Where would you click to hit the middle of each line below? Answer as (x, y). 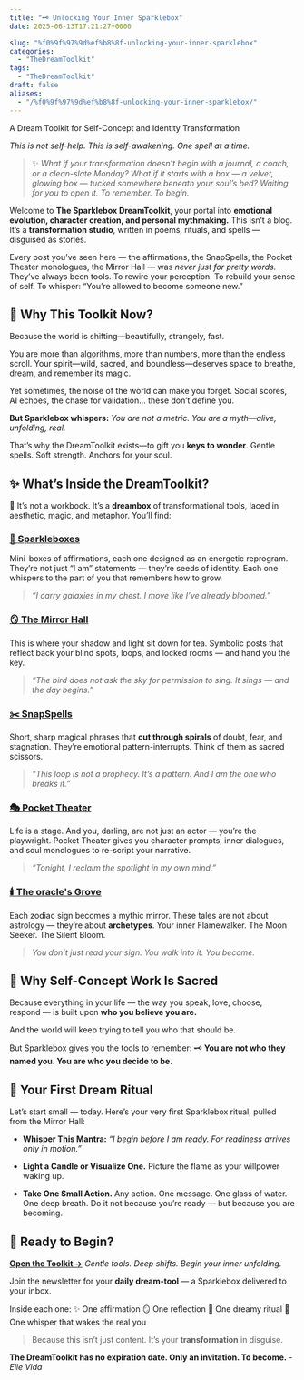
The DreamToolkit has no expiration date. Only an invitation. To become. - (151, 1357)
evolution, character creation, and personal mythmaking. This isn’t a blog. (151, 220)
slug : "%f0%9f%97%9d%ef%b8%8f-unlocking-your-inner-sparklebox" (133, 43)
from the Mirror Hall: (48, 1122)
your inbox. (30, 1291)
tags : (20, 68)
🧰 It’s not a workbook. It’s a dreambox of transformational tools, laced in (144, 506)
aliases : (26, 93)
